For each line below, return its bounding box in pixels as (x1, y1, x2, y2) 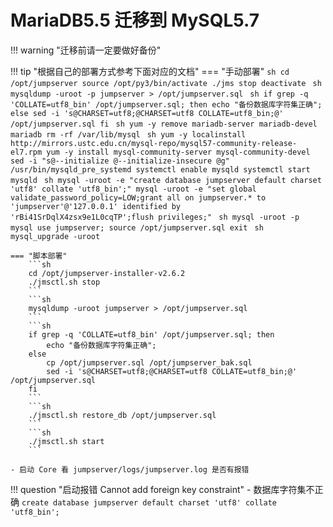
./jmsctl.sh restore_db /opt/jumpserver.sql (28, 410, 217, 420)
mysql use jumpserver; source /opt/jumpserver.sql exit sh (10, 222, 264, 233)
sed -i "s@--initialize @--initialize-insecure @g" (10, 156, 230, 166)
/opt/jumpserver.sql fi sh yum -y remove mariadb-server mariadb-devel (10, 119, 318, 129)
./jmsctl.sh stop (28, 277, 101, 287)
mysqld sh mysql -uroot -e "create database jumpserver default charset (10, 175, 322, 185)
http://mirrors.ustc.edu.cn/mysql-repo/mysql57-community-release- (10, 138, 298, 148)
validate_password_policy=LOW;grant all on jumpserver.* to (10, 192, 267, 203)
